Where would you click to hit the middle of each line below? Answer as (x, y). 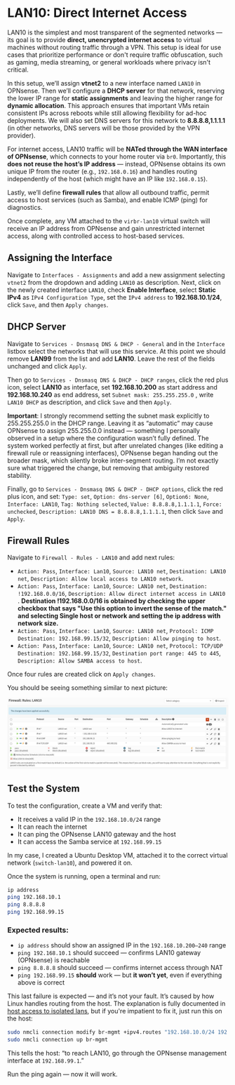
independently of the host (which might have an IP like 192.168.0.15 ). (108, 179)
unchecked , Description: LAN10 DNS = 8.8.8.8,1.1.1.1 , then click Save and (115, 511)
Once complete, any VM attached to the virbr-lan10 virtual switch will (109, 221)
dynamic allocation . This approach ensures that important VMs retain (108, 105)
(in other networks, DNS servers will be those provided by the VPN (104, 128)
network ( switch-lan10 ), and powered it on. (70, 863)
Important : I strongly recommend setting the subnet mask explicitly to (108, 415)
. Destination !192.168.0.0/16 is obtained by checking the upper (111, 601)
